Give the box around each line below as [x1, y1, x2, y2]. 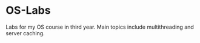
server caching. [5, 29, 45, 36]
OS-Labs [5, 4, 51, 17]
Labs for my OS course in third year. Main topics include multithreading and [5, 23, 195, 30]
